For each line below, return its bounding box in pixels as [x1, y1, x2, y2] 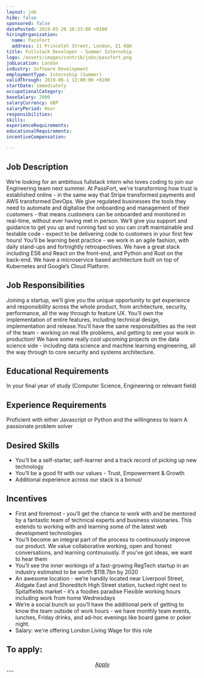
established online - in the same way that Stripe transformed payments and [6, 191, 195, 199]
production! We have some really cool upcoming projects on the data [6, 335, 180, 343]
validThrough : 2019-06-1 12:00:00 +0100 [6, 77, 111, 83]
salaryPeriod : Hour [6, 105, 56, 112]
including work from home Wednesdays [15, 594, 116, 602]
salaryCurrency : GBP [6, 100, 59, 106]
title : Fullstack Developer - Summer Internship [6, 49, 132, 55]
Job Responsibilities [6, 280, 85, 291]
